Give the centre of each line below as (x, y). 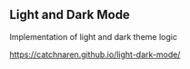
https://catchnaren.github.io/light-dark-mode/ (95, 54)
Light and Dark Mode (70, 15)
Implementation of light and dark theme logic (93, 36)
